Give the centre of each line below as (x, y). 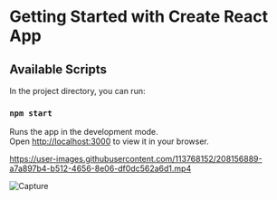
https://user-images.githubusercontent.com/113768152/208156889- (136, 159)
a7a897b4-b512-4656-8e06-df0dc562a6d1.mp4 (100, 168)
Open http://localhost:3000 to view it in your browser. (110, 141)
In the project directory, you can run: (77, 91)
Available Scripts (58, 69)
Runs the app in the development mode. (84, 132)
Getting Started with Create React (139, 17)
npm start (31, 113)
